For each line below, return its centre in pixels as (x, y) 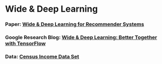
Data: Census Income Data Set (42, 56)
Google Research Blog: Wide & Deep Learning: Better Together (81, 38)
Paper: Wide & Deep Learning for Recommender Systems (75, 24)
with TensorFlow (25, 43)
